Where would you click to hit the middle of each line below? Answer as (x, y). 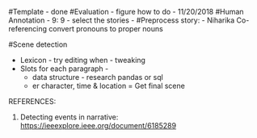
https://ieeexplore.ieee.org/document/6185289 (98, 125)
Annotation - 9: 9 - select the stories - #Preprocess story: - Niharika (122, 20)
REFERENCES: (32, 101)
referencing (27, 29)
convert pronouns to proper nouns (105, 29)
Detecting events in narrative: (69, 117)
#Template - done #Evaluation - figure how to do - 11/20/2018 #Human (126, 12)
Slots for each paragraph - (64, 69)
